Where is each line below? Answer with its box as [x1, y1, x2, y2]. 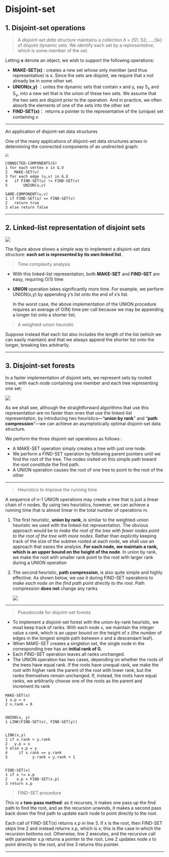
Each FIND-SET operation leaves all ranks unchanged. [12, 651, 125, 657]
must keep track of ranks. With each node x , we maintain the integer [12, 624, 154, 630]
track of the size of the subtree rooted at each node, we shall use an [12, 538, 154, 544]
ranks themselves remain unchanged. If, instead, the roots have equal [12, 672, 157, 678]
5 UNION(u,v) [5, 183, 46, 188]
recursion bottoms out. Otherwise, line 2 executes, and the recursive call [5, 830, 156, 836]
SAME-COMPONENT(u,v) [5, 192, 49, 197]
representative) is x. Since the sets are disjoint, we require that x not [12, 72, 154, 79]
